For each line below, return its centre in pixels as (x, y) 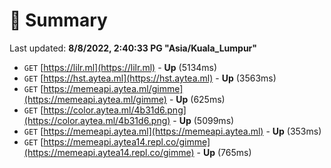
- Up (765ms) (224, 152)
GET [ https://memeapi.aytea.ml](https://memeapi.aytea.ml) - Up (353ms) (172, 131)
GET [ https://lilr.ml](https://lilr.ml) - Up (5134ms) (120, 67)
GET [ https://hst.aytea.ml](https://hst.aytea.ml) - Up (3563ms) (150, 78)
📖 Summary (58, 20)
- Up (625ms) (197, 99)
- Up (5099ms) (203, 120)
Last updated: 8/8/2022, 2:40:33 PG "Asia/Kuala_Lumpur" (133, 48)
